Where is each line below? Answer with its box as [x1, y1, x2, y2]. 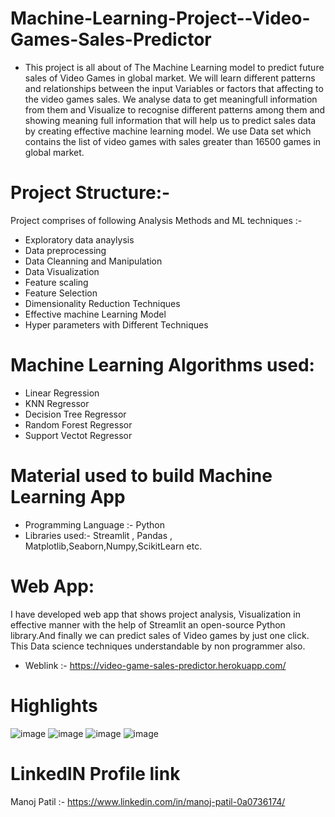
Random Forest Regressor [24, 418, 133, 431]
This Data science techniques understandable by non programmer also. [10, 640, 306, 652]
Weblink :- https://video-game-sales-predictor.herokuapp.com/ [24, 659, 287, 671]
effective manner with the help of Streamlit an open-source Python [10, 618, 286, 631]
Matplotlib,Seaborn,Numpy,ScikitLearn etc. [24, 540, 203, 552]
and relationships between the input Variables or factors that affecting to [24, 82, 324, 94]
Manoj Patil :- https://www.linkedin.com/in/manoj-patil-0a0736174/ [10, 795, 286, 807]
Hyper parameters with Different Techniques [24, 318, 209, 331]
